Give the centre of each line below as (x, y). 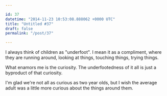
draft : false (19, 28)
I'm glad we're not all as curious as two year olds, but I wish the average (81, 83)
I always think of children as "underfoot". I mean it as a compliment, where (83, 52)
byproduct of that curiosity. (34, 73)
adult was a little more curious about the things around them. (69, 88)
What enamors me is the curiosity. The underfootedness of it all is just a (81, 68)
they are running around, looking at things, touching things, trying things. (82, 58)
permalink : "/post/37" (29, 34)
